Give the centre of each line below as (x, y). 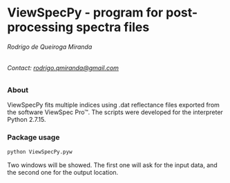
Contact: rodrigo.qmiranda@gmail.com (63, 68)
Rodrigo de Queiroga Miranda (50, 47)
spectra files (113, 27)
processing (40, 27)
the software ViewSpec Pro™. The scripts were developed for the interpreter (115, 112)
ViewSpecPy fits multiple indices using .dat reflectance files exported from (113, 105)
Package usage (33, 138)
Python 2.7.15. (27, 120)
